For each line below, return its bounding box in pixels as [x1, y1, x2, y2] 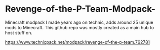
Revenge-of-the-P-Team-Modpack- [5, 3, 156, 15]
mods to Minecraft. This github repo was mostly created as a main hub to [5, 24, 154, 30]
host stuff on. [5, 30, 33, 35]
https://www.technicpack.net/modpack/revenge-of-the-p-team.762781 [5, 39, 150, 45]
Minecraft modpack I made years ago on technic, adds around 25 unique [5, 19, 154, 25]
